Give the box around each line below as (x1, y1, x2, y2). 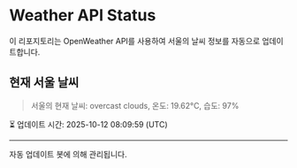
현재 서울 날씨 (9, 75, 80, 90)
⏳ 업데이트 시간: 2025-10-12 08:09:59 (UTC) (9, 118, 168, 129)
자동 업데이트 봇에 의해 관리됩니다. (9, 149, 127, 159)
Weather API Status (9, 5, 156, 26)
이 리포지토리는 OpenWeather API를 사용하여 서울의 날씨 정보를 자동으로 (9, 35, 261, 46)
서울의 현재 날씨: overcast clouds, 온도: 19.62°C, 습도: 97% (30, 100, 240, 111)
